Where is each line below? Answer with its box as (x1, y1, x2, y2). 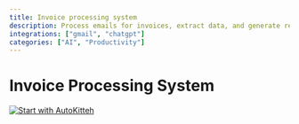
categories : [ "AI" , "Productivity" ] (9, 37, 145, 47)
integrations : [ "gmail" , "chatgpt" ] (9, 29, 145, 38)
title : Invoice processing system (9, 12, 138, 22)
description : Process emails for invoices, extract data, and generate (9, 21, 280, 30)
